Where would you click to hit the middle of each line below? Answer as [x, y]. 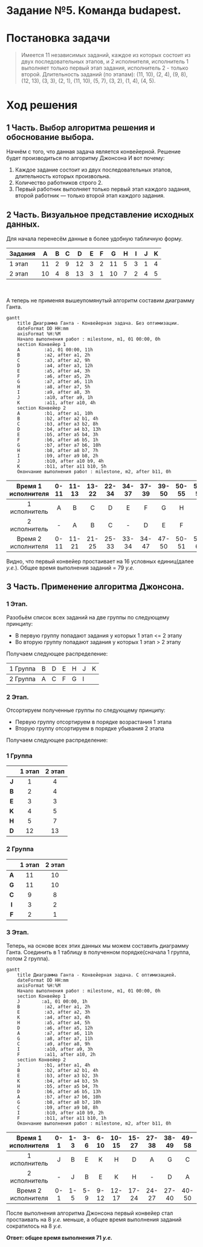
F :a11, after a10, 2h [56, 1054]
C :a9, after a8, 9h [54, 1044]
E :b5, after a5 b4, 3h [58, 434]
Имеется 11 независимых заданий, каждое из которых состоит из [106, 55]
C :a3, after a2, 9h [54, 360]
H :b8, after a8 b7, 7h [58, 450]
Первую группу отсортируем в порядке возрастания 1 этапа [93, 722]
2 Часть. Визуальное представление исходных [100, 215]
